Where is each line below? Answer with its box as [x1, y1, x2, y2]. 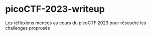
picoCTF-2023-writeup [5, 3, 105, 15]
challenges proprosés [5, 25, 50, 31]
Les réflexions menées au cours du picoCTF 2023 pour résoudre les [5, 20, 146, 26]
